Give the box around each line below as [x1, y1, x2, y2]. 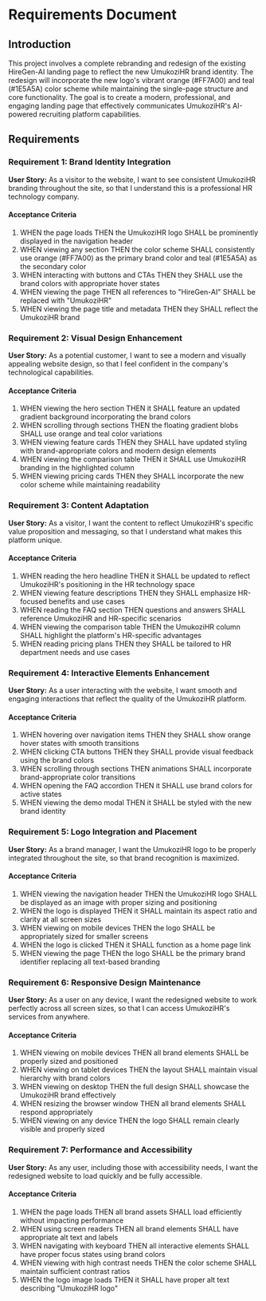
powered [8, 109, 37, 119]
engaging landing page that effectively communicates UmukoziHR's [8, 101, 231, 110]
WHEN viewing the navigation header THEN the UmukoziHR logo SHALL [19, 889, 257, 898]
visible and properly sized [19, 1124, 105, 1134]
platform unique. [8, 535, 62, 545]
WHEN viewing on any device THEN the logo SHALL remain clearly [19, 1116, 240, 1125]
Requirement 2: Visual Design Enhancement [8, 332, 183, 343]
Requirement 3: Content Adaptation [8, 500, 149, 511]
